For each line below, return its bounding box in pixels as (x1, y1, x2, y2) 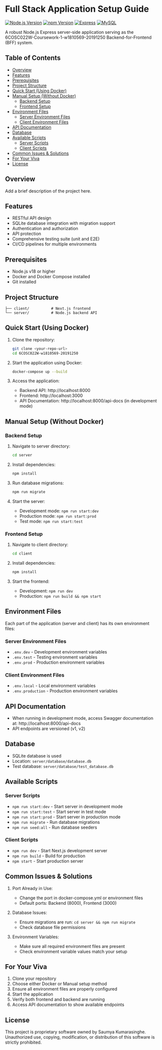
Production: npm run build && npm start (19, 593, 101, 599)
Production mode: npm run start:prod (19, 513, 96, 519)
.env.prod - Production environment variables (12, 659, 105, 665)
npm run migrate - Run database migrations (12, 819, 100, 825)
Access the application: (12, 378, 60, 384)
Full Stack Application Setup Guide (5, 3, 149, 15)
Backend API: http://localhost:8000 (19, 388, 91, 394)
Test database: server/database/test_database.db (12, 763, 114, 769)
